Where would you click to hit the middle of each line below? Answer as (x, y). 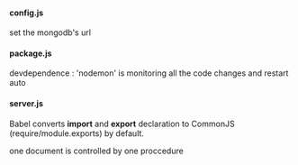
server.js (26, 103)
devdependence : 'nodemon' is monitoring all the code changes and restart (149, 73)
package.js (31, 53)
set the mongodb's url (50, 32)
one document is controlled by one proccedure (97, 151)
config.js (27, 13)
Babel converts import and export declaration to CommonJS (122, 124)
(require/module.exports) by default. (77, 133)
